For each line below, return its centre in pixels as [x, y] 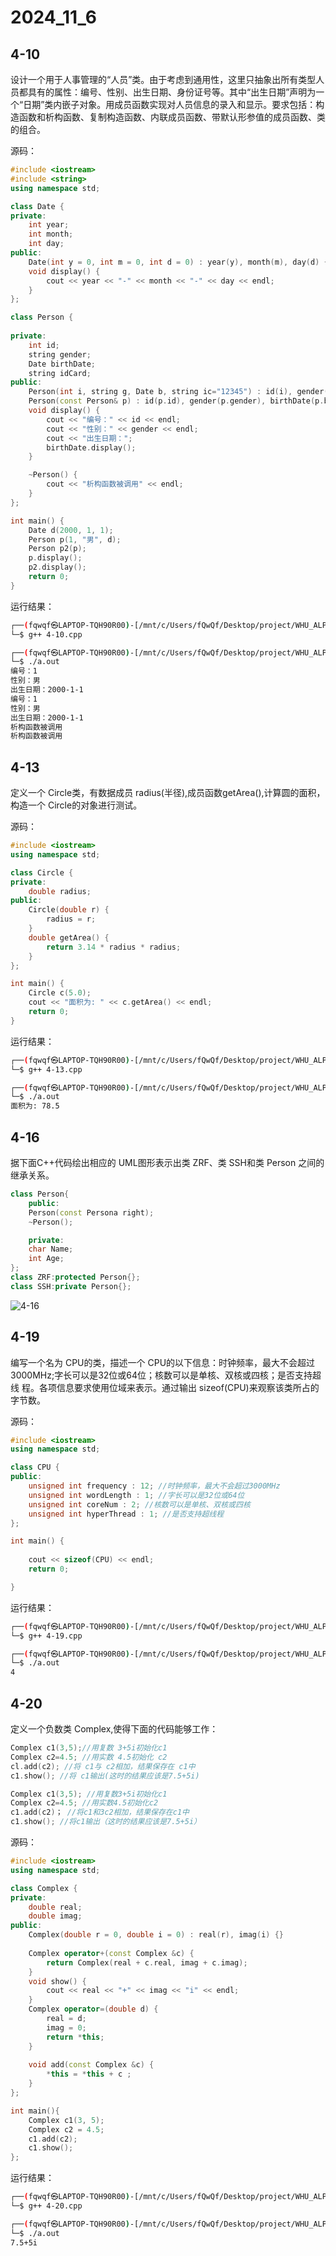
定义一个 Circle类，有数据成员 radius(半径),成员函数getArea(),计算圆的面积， [168, 793]
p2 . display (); [57, 567]
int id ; [44, 345]
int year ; [49, 225]
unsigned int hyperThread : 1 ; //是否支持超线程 [126, 1514]
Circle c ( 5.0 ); [60, 993]
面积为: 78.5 [35, 1106]
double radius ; [60, 891]
